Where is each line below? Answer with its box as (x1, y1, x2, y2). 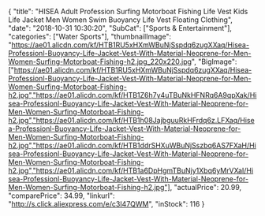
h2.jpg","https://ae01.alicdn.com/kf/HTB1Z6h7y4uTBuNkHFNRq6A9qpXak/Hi (8, 91, 257, 99)
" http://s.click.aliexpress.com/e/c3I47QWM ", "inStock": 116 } (8, 199, 205, 208)
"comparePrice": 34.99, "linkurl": (8, 191, 116, 200)
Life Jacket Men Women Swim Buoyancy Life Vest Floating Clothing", (8, 15, 233, 24)
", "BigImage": (191, 57, 237, 66)
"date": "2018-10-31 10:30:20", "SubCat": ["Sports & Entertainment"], (8, 24, 233, 32)
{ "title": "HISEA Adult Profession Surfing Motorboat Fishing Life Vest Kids (8, 7, 248, 16)
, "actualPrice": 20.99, (170, 183, 242, 192)
